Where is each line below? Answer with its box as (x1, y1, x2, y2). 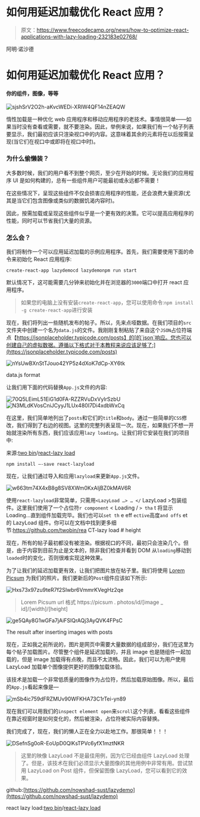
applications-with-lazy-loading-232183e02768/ (20, 33, 137, 40)
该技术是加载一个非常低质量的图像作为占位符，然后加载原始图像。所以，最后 (6, 675, 194, 683)
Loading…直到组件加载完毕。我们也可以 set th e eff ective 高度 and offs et (6, 511, 188, 518)
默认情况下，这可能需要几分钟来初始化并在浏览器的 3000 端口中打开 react (6, 278, 183, 285)
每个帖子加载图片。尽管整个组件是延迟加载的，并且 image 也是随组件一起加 (6, 648, 192, 655)
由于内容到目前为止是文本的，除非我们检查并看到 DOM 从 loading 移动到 (16, 546, 192, 554)
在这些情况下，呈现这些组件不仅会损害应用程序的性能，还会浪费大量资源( (6, 189, 186, 196)
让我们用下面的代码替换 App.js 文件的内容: (6, 383, 107, 391)
